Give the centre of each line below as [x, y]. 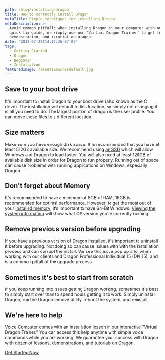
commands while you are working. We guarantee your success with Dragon [82, 337]
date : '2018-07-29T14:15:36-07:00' [41, 42]
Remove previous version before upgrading [73, 229]
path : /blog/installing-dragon [37, 10]
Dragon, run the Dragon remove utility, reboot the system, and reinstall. [77, 300]
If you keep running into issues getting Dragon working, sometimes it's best [82, 289]
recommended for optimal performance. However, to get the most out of [78, 203]
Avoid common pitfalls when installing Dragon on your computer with [82, 28]
